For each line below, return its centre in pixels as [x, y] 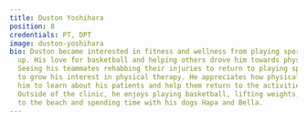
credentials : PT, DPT [51, 35]
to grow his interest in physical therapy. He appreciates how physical [159, 77]
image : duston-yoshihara [57, 43]
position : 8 [32, 26]
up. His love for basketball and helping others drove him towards [149, 60]
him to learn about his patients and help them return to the [138, 86]
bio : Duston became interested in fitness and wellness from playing [145, 52]
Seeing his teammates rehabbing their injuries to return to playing [153, 69]
